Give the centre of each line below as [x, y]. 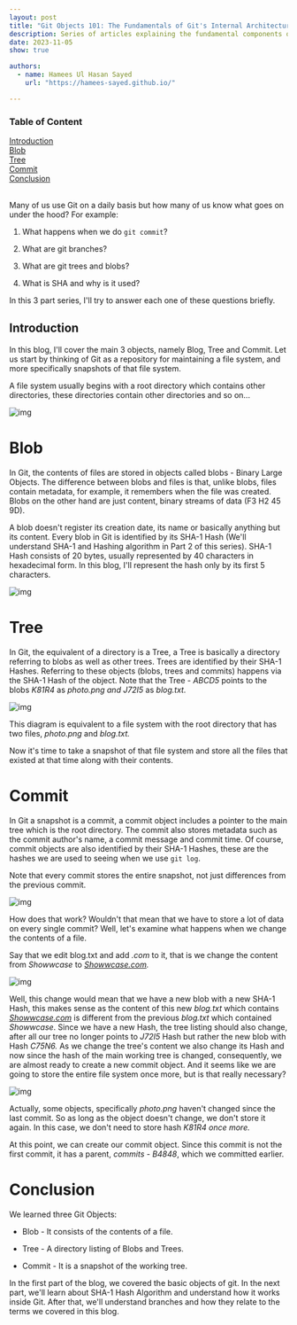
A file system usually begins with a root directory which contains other [137, 386]
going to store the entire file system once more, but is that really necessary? [148, 1074]
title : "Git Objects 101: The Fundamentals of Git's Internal [126, 26]
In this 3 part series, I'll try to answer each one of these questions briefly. [142, 300]
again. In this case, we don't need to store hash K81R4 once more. [129, 1127]
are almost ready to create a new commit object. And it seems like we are [143, 1064]
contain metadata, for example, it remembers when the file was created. [141, 491]
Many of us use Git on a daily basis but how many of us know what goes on [147, 206]
